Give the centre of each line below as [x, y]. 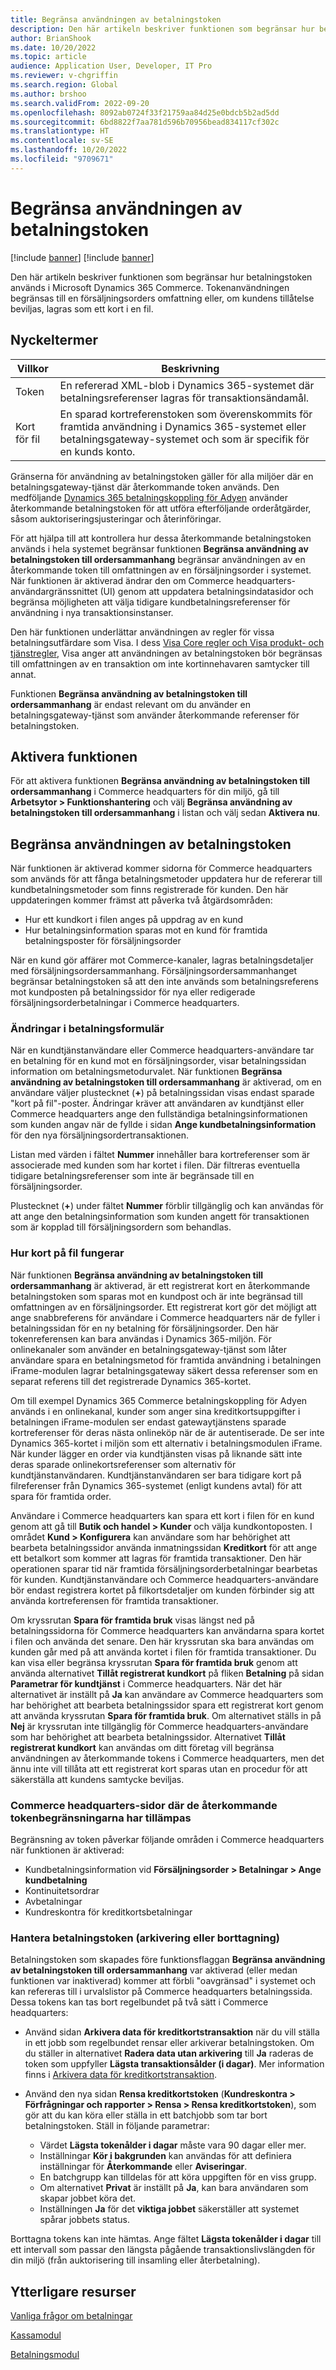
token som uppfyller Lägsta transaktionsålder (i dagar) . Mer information [174, 2064]
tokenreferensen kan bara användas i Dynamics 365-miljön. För [141, 1338]
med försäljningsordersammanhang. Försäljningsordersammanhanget [154, 971]
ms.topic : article [48, 57]
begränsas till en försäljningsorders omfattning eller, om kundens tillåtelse [162, 298]
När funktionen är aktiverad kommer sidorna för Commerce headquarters [161, 868]
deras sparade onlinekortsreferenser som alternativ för [123, 1464]
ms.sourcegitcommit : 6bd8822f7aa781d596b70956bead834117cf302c [145, 122]
